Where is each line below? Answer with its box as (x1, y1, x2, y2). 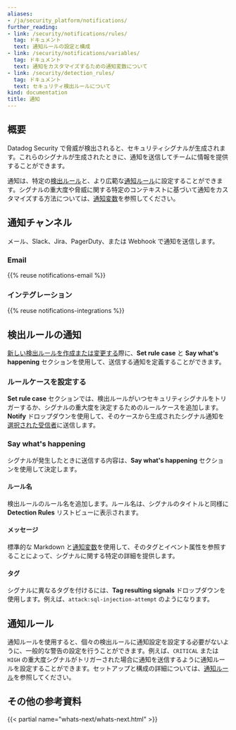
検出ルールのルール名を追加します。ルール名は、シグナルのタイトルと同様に (7, 499, 229, 507)
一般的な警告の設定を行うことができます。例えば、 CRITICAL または (25, 647, 219, 655)
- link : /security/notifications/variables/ (7, 50, 140, 57)
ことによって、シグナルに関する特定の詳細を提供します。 (13, 552, 179, 560)
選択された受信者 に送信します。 (7, 421, 100, 430)
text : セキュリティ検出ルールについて (13, 83, 111, 90)
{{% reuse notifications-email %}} (7, 271, 106, 279)
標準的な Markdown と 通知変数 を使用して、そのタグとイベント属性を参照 (7, 543, 221, 551)
